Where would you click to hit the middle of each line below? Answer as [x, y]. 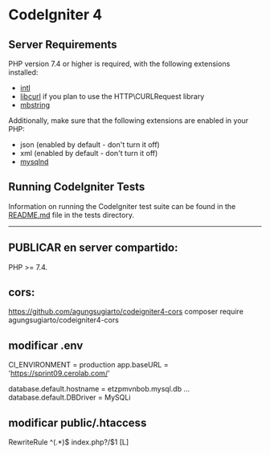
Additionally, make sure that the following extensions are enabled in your [129, 121]
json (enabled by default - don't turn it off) [90, 145]
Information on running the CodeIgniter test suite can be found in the [122, 206]
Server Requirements [63, 45]
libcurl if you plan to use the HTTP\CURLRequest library [112, 96]
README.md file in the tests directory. [72, 215]
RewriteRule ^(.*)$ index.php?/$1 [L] [69, 442]
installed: [23, 72]
